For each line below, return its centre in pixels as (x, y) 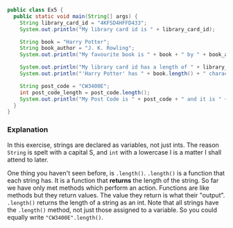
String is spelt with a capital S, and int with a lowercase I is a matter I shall (114, 152)
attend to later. (28, 159)
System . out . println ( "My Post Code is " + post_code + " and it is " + (124, 99)
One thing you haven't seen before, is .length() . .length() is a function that (116, 173)
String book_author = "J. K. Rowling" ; (77, 49)
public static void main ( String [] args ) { (76, 16)
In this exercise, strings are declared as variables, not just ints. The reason (113, 145)
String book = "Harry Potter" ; (65, 42)
